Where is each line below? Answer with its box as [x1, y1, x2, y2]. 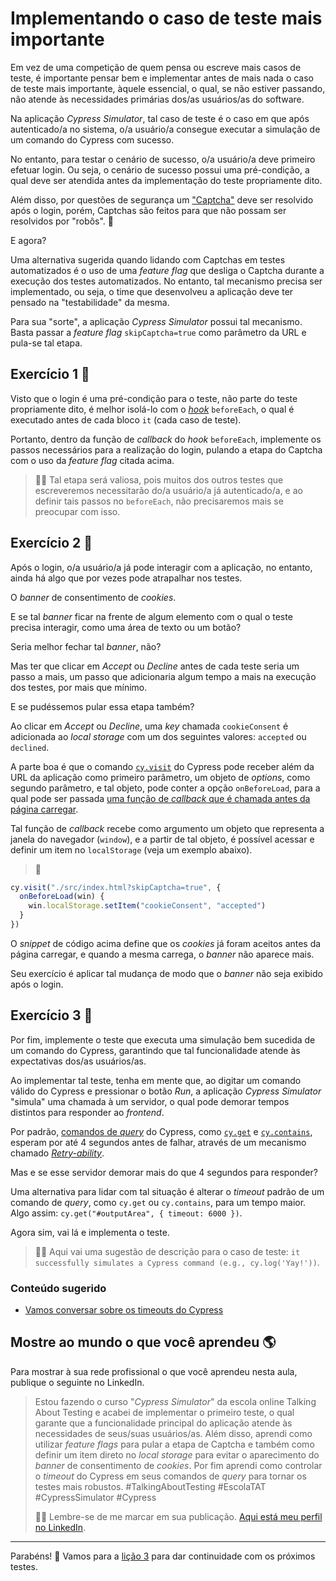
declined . [10, 741, 50, 753]
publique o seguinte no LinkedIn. [10, 1376, 145, 1388]
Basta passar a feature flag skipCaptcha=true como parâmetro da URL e [10, 326, 307, 338]
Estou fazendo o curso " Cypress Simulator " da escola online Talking [34, 1395, 317, 1407]
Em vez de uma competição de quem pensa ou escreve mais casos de [10, 61, 302, 73]
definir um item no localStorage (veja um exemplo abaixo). [10, 843, 253, 856]
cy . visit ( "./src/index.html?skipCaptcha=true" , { [10, 882, 222, 892]
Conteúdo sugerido [10, 1281, 107, 1295]
